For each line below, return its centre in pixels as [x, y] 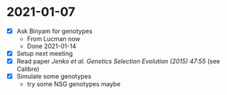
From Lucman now [53, 39]
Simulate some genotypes [54, 76]
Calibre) [28, 69]
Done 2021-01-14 [52, 46]
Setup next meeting [45, 53]
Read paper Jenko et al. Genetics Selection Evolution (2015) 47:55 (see [118, 61]
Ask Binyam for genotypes [54, 31]
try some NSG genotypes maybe [74, 84]
